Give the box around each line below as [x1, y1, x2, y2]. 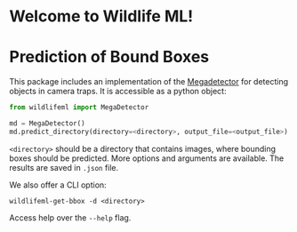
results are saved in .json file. [9, 162, 119, 172]
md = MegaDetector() [9, 119, 86, 128]
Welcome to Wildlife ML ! [9, 6, 194, 27]
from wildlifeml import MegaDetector [9, 103, 149, 112]
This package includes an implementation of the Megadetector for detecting [9, 76, 289, 87]
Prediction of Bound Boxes [9, 47, 210, 68]
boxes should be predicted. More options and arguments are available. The [9, 153, 285, 164]
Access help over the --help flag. [9, 212, 132, 223]
